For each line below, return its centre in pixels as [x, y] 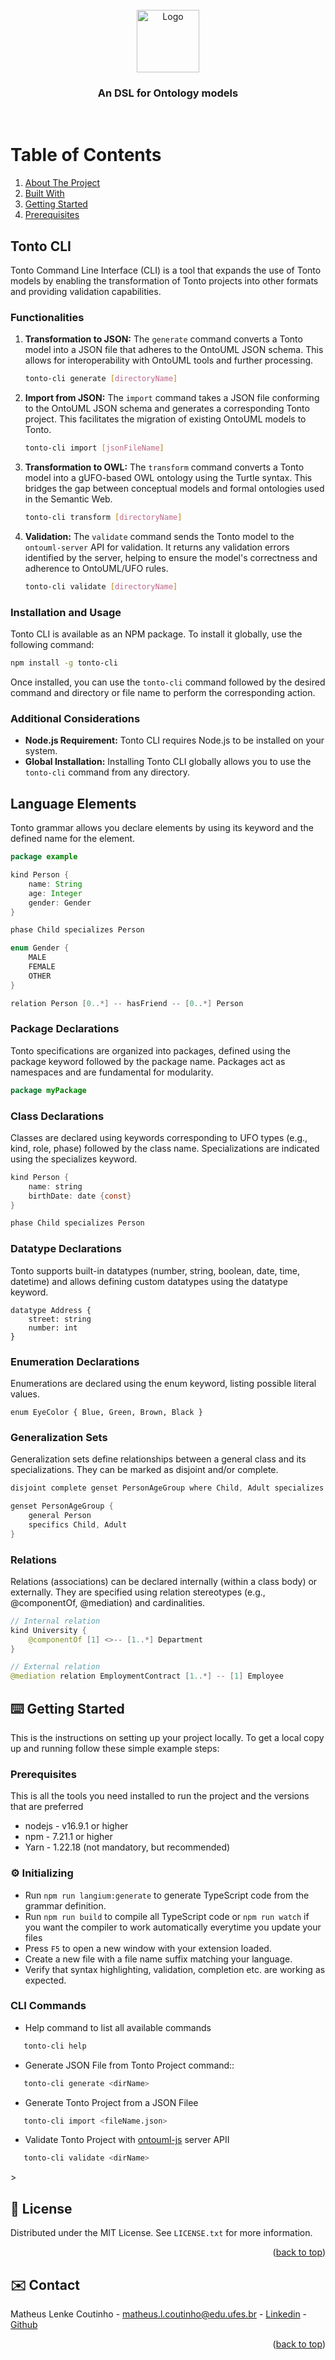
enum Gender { [40, 948]
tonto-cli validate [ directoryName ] [101, 586]
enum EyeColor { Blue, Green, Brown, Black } [106, 1412]
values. [25, 1394]
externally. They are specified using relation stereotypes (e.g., [138, 1592]
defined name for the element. [73, 839]
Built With [44, 194]
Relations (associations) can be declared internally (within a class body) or [164, 1581]
